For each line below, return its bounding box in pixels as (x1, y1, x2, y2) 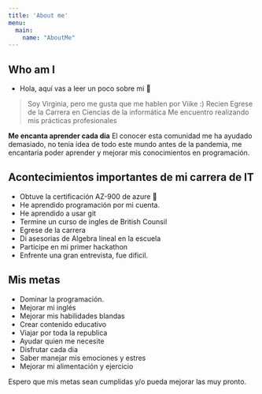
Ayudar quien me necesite (19, 336, 105, 346)
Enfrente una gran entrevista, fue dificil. (19, 250, 148, 260)
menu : (8, 19, 26, 27)
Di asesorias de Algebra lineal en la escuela (19, 234, 161, 243)
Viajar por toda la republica (19, 328, 108, 337)
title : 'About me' (8, 11, 68, 20)
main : (15, 26, 34, 34)
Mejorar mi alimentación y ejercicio (19, 361, 134, 371)
